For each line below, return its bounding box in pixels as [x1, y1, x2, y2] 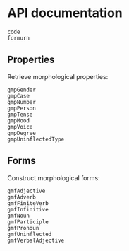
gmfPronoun [7, 224, 39, 231]
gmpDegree [7, 129, 37, 136]
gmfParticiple [7, 218, 49, 226]
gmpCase [7, 92, 30, 100]
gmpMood [7, 117, 30, 124]
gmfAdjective [7, 187, 46, 194]
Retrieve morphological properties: [7, 72, 109, 81]
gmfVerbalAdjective [7, 237, 65, 244]
